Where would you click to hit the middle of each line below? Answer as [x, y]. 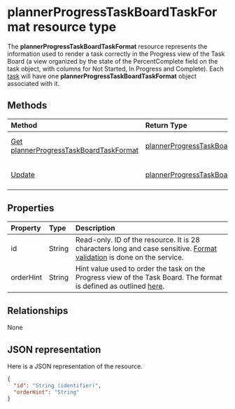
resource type [74, 27]
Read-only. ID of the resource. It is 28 [138, 240]
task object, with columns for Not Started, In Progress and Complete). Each [115, 69]
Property [26, 228]
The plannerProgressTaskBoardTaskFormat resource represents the [107, 46]
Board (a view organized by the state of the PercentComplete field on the [113, 61]
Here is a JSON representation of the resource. [75, 366]
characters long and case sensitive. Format [147, 248]
